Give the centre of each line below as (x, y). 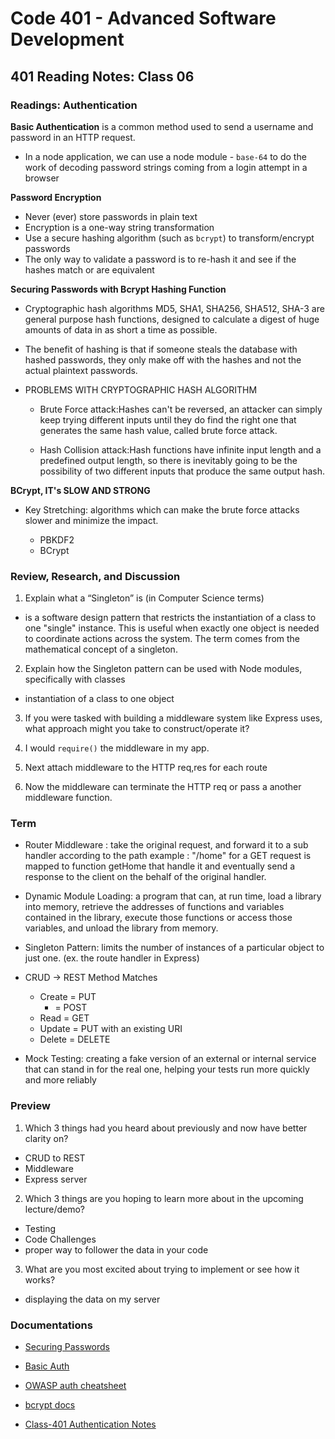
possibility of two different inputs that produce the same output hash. (182, 471)
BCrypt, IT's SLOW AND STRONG (80, 490)
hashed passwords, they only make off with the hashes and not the (163, 359)
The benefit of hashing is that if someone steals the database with (161, 349)
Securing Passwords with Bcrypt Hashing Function (118, 289)
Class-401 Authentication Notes (90, 1424)
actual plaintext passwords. (81, 370)
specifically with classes (75, 679)
